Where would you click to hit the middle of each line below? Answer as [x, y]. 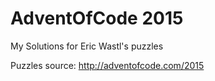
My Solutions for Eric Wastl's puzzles [87, 46]
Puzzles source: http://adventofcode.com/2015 [107, 65]
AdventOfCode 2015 [97, 18]
